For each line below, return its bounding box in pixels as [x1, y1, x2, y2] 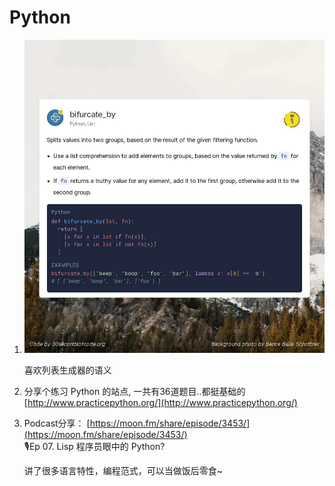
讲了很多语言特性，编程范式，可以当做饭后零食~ [23, 464, 224, 476]
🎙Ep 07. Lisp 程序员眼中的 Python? [23, 440, 166, 452]
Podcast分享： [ [23, 417, 91, 429]
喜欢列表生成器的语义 [23, 364, 112, 376]
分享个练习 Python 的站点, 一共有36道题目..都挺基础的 [23, 385, 246, 397]
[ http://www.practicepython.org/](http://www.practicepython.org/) [23, 396, 298, 408]
